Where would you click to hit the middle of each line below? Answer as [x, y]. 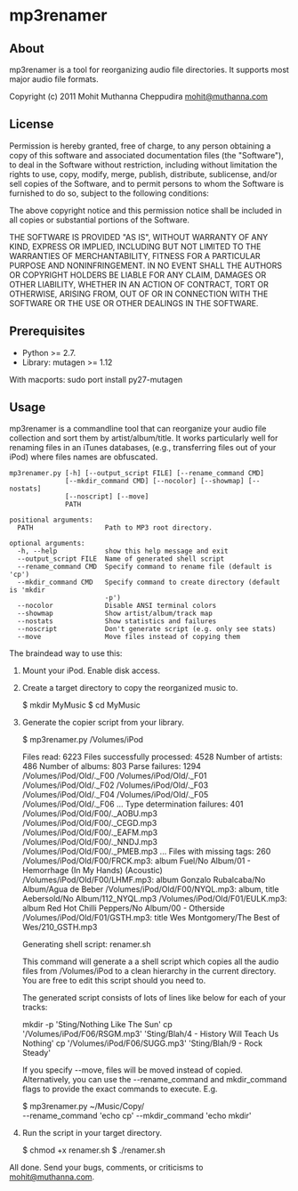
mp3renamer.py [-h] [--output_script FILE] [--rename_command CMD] [137, 474]
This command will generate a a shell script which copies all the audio [150, 961]
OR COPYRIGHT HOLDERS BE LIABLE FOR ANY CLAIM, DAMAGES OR [138, 275]
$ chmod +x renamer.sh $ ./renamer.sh [94, 1150]
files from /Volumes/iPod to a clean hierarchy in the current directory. [149, 971]
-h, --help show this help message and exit [123, 551]
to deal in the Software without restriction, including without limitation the [143, 165]
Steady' [36, 1053]
